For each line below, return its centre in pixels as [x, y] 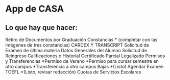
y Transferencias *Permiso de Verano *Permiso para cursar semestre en [82, 61]
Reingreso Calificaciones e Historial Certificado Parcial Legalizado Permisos [85, 56]
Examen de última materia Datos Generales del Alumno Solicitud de [76, 50]
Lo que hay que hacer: [41, 28]
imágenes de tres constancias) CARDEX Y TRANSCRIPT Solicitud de [77, 45]
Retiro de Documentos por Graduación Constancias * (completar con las [81, 39]
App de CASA [35, 9]
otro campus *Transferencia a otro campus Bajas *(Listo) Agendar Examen [84, 67]
